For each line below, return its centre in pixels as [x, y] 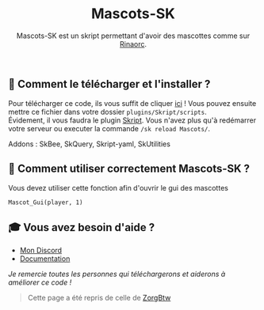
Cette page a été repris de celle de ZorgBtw [99, 298]
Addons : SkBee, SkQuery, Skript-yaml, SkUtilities [89, 144]
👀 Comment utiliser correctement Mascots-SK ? [129, 169]
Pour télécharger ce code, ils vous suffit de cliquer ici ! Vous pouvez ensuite [132, 103]
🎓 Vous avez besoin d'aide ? [82, 227]
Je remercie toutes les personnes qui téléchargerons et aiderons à [117, 274]
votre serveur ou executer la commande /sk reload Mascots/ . [109, 128]
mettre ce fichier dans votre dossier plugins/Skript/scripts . [108, 112]
